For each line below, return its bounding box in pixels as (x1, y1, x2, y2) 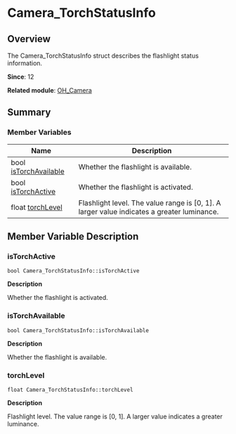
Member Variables (7, 128, 72, 138)
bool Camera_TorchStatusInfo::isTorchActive (7, 268, 140, 275)
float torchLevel (11, 202, 63, 212)
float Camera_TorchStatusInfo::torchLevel (7, 386, 133, 393)
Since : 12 (7, 72, 34, 81)
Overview (7, 33, 51, 45)
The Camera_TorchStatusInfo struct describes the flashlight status (7, 51, 199, 60)
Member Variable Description (7, 230, 139, 243)
